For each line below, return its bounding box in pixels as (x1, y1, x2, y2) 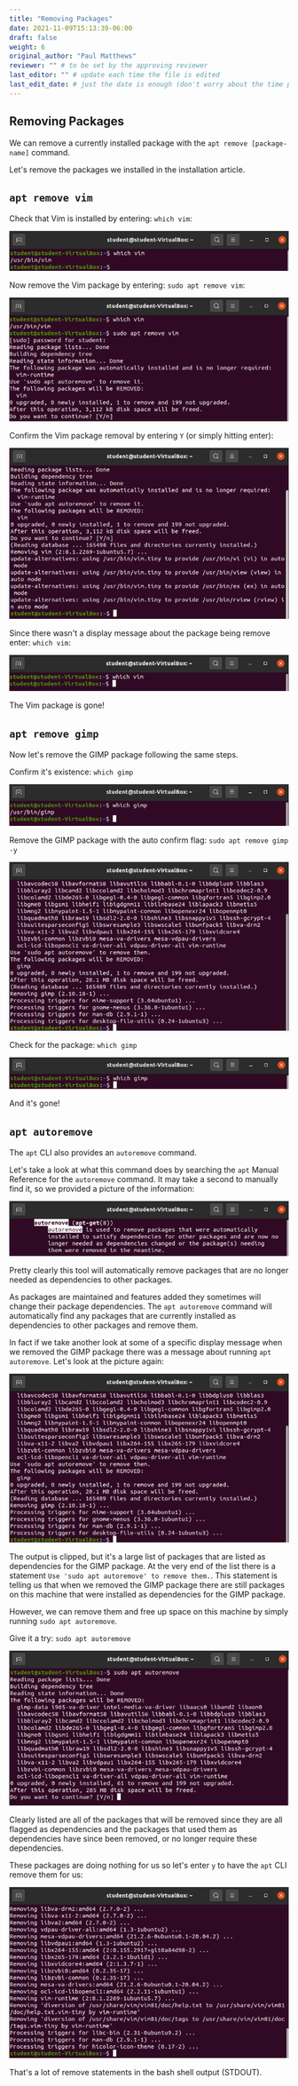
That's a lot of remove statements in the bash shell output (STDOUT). (9, 2067, 263, 2078)
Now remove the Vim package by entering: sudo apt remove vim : (9, 280, 246, 290)
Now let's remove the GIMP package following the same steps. (9, 750, 239, 760)
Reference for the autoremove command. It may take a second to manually (9, 1174, 278, 1185)
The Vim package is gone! (9, 700, 105, 710)
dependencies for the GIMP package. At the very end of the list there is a (9, 1561, 277, 1572)
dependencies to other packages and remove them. (9, 1320, 199, 1331)
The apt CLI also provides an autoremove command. (9, 1147, 197, 1158)
